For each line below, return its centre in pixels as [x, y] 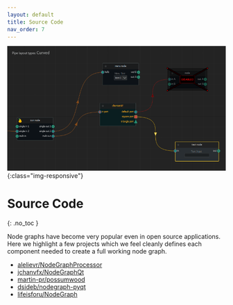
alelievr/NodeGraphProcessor [60, 265]
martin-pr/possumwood [51, 280]
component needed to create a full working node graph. [87, 252]
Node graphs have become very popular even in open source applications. [114, 237]
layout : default [31, 15]
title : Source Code [35, 22]
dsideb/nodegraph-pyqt [51, 287]
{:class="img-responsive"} [45, 176]
